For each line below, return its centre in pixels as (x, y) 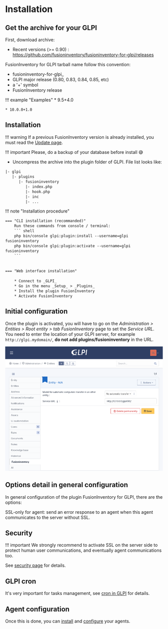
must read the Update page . (34, 142)
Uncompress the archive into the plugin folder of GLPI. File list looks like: (87, 162)
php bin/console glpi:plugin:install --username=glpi (71, 236)
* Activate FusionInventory (43, 296)
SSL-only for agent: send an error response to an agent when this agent (79, 512)
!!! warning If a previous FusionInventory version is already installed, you (79, 137)
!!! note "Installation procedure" (37, 211)
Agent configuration (37, 609)
